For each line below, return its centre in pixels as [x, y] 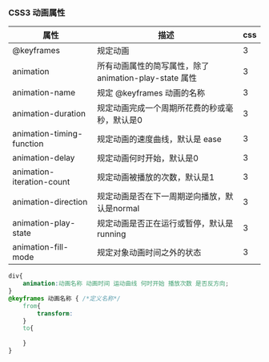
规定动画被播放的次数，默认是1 [156, 177]
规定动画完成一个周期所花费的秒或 [161, 108]
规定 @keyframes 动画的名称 [151, 93]
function [28, 144]
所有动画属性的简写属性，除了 [153, 66]
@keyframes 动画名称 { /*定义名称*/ [64, 299]
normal [126, 209]
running [112, 234]
